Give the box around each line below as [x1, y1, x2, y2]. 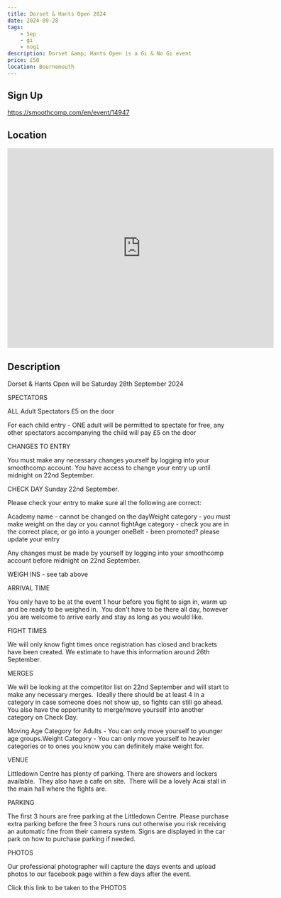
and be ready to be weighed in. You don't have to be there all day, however [7, 605, 228, 614]
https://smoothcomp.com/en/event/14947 [7, 108, 130, 117]
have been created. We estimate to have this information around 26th [7, 648, 210, 656]
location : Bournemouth [7, 63, 75, 70]
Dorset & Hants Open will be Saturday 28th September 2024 [7, 379, 184, 388]
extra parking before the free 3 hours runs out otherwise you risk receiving [7, 820, 226, 828]
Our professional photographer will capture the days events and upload [7, 862, 216, 871]
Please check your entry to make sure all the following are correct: [7, 499, 202, 507]
